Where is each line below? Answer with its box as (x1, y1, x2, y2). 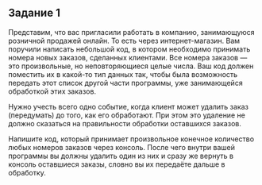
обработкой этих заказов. (8, 87, 97, 96)
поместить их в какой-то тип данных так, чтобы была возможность (8, 69, 238, 79)
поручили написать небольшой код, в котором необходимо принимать (8, 44, 251, 54)
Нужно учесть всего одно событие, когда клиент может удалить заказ (8, 102, 249, 111)
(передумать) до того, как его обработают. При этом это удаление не (8, 110, 246, 120)
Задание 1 (8, 6, 61, 20)
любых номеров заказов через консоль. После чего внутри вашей (8, 142, 236, 152)
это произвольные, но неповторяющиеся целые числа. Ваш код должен (8, 61, 254, 71)
